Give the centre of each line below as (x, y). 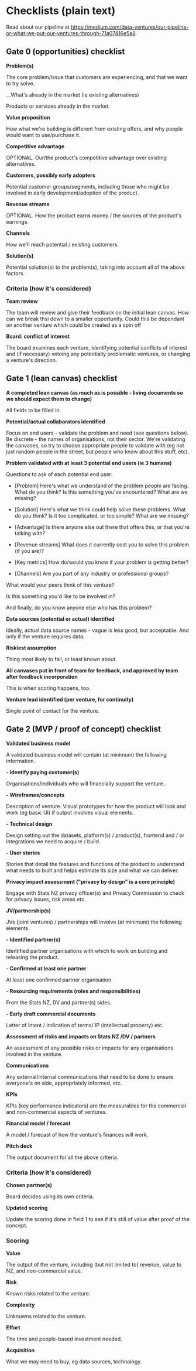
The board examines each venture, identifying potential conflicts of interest (97, 348)
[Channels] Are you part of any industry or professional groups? (92, 573)
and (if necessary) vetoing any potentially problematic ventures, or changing (98, 354)
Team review (22, 301)
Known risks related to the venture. (48, 1294)
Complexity (20, 1305)
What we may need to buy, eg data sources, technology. (74, 1362)
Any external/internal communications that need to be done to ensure (90, 1076)
